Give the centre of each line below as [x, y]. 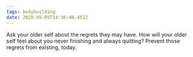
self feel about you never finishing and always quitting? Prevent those [93, 41]
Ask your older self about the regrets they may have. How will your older [96, 34]
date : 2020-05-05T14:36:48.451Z [47, 17]
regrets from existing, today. [42, 47]
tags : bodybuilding [31, 12]
